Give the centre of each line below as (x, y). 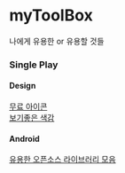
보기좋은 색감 (32, 118)
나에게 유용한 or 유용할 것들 (57, 41)
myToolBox (51, 16)
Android (24, 138)
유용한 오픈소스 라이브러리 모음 (63, 160)
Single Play (34, 65)
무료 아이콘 (28, 106)
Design (23, 86)
